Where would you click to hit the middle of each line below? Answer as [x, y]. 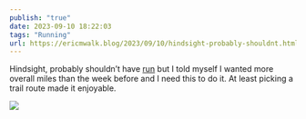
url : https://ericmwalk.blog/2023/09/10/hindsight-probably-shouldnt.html [154, 43]
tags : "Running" [40, 35]
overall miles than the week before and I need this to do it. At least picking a [152, 79]
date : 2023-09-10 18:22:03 [61, 26]
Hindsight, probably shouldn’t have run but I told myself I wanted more [142, 69]
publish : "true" [40, 18]
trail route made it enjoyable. [63, 88]
